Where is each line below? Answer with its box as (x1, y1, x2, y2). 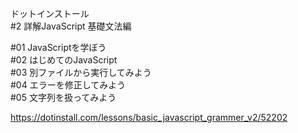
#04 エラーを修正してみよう (10, 79, 127, 91)
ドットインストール (10, 8, 90, 19)
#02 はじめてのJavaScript (10, 54, 118, 66)
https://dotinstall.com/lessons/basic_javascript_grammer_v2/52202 (10, 112, 288, 123)
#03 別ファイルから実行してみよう (10, 67, 152, 78)
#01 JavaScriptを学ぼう (10, 42, 107, 53)
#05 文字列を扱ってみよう (10, 92, 117, 103)
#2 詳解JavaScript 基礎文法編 (10, 20, 132, 32)
